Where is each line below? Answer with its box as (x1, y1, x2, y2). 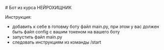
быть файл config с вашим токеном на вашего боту (12, 29, 120, 34)
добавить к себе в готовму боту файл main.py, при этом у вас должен (12, 24, 160, 29)
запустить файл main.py (12, 34, 62, 40)
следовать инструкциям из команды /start (12, 39, 102, 45)
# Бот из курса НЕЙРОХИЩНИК (5, 5, 72, 10)
